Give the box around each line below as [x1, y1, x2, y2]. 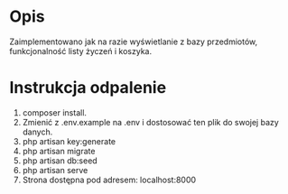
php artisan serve [22, 164, 88, 175]
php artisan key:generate [22, 135, 116, 146]
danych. [22, 126, 53, 137]
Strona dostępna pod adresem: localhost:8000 [22, 174, 197, 185]
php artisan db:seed [22, 155, 98, 166]
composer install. [22, 106, 88, 118]
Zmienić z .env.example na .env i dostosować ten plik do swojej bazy [22, 116, 280, 127]
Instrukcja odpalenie [9, 78, 167, 98]
